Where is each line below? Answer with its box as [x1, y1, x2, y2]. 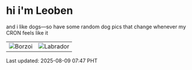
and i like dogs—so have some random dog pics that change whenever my [6, 23, 186, 30]
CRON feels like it [6, 29, 49, 36]
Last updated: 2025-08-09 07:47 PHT [6, 57, 98, 64]
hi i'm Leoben [6, 4, 73, 17]
